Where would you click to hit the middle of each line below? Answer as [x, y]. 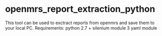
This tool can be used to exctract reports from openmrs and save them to [80, 23]
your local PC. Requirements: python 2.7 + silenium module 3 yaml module [81, 28]
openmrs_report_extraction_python [80, 9]
